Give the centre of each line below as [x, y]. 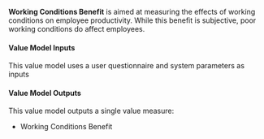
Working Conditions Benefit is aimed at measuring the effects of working [132, 12]
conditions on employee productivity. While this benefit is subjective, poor [132, 20]
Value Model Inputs [42, 47]
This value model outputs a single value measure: [91, 111]
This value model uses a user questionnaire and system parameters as [127, 66]
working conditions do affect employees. [77, 29]
